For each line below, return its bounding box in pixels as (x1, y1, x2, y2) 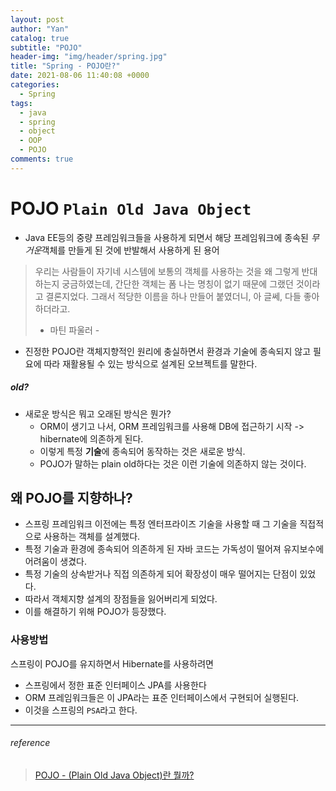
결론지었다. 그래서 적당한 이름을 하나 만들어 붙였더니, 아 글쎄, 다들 (45, 290, 302, 302)
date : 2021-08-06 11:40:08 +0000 (10, 71, 150, 81)
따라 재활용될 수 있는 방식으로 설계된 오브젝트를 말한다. (43, 357, 258, 370)
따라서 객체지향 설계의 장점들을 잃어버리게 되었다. (24, 593, 218, 605)
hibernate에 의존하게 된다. (39, 432, 144, 445)
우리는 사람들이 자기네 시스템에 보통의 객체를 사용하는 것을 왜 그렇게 (34, 265, 300, 277)
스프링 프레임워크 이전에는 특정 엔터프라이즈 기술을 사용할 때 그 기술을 (24, 518, 298, 530)
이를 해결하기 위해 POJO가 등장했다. (24, 606, 167, 618)
